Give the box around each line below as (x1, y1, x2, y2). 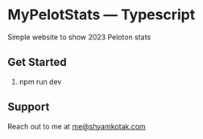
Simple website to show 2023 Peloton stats (7, 32, 151, 42)
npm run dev (19, 76, 62, 86)
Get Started (7, 55, 67, 69)
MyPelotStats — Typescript (7, 6, 196, 24)
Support (7, 100, 50, 114)
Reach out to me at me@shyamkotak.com (7, 121, 146, 131)
